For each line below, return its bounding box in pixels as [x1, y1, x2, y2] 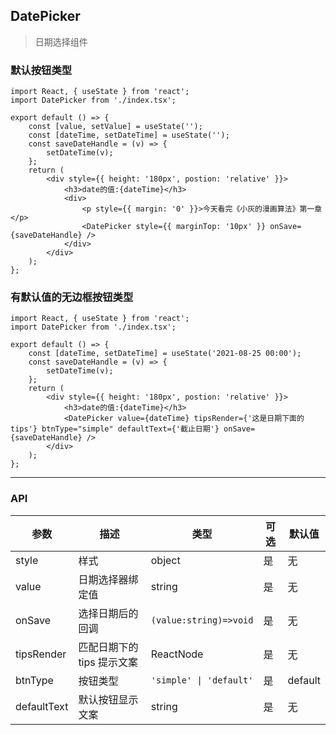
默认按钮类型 [10, 63, 73, 77]
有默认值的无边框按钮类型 [10, 290, 134, 304]
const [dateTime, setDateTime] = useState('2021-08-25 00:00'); [28, 349, 302, 359]
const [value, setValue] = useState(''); [28, 122, 203, 132]
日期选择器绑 [78, 572, 139, 586]
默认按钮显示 [78, 692, 139, 706]
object [150, 553, 181, 567]
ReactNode [150, 647, 204, 661]
